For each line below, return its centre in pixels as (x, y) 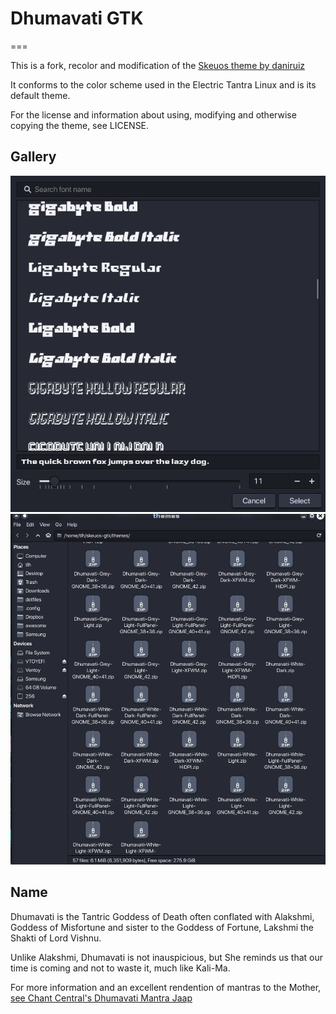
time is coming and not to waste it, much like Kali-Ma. (120, 968)
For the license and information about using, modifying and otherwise (153, 114)
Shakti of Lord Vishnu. (56, 938)
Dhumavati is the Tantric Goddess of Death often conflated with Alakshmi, (162, 916)
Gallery (33, 157)
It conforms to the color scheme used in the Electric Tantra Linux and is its (163, 84)
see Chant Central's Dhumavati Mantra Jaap (101, 998)
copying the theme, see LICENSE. (80, 125)
